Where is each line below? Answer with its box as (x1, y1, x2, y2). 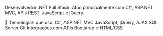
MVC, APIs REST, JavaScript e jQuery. (5, 10, 85, 16)
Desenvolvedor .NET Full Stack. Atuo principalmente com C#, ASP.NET (5, 5, 153, 10)
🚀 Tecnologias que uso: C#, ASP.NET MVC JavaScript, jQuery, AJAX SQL (5, 20, 158, 25)
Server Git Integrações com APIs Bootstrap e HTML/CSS (5, 25, 123, 31)
